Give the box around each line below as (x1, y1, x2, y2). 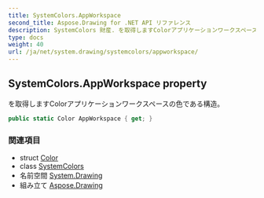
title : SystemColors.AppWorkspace (8, 11, 122, 20)
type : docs (8, 33, 44, 42)
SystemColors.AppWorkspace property (8, 77, 207, 90)
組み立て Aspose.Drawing (19, 180, 104, 189)
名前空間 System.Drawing (19, 170, 103, 180)
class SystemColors (19, 161, 84, 170)
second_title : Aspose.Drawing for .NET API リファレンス (8, 19, 191, 27)
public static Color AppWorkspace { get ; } (8, 115, 153, 123)
